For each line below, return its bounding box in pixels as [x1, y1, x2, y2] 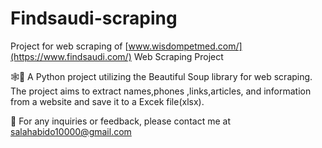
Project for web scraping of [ [10, 40, 129, 52]
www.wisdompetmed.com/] [128, 40, 243, 52]
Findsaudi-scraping [10, 7, 178, 30]
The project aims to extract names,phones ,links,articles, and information [10, 85, 312, 97]
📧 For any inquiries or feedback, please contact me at [10, 115, 231, 127]
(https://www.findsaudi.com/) [10, 50, 132, 62]
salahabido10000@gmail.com [10, 125, 132, 137]
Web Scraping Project [133, 50, 224, 62]
